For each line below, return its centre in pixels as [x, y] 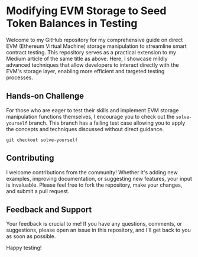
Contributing [30, 158]
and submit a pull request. [38, 191]
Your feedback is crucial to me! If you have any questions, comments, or [94, 224]
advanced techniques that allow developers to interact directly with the [92, 65]
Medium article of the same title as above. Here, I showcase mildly [87, 58]
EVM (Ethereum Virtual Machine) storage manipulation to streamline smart [97, 46]
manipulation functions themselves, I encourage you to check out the [90, 116]
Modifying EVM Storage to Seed [86, 11]
